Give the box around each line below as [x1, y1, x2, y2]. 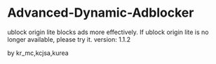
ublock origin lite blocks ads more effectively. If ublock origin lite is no [7, 28, 209, 36]
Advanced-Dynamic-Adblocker [7, 5, 194, 21]
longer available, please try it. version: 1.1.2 [7, 35, 131, 43]
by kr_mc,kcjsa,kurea [7, 49, 69, 57]
